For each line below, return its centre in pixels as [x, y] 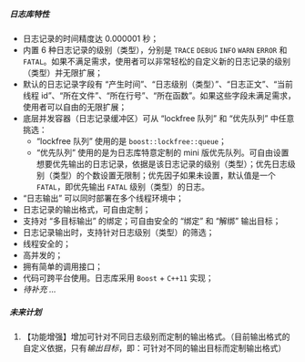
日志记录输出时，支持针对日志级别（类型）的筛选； [118, 232]
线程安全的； [46, 243]
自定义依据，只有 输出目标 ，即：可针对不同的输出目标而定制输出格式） [154, 347]
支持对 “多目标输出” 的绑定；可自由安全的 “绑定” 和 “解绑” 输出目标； [152, 221]
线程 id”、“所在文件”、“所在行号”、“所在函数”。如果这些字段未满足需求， [159, 95]
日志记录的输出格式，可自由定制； [86, 209]
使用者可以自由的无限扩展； [75, 107]
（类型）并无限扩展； [62, 72]
